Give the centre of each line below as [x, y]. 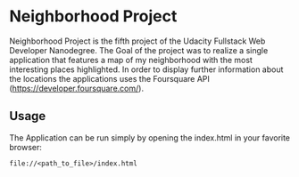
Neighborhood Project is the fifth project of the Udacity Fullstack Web [137, 41]
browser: [26, 147]
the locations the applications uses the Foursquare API [109, 78]
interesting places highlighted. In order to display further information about [146, 69]
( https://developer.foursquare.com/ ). [77, 88]
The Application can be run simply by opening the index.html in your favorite [150, 137]
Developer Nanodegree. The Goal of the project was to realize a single [139, 50]
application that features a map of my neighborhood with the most [131, 60]
